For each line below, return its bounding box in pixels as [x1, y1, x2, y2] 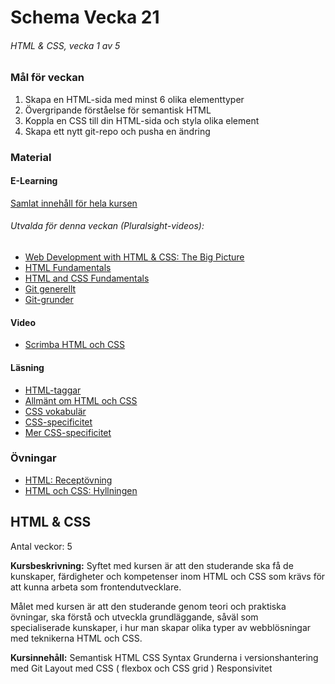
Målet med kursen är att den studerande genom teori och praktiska [10, 600, 287, 612]
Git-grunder [24, 294, 74, 306]
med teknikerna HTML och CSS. [10, 632, 143, 644]
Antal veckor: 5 [10, 540, 73, 552]
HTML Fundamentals [24, 262, 112, 274]
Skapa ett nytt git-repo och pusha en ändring [24, 125, 211, 137]
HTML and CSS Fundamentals [24, 272, 150, 285]
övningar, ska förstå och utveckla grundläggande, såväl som [10, 611, 259, 623]
